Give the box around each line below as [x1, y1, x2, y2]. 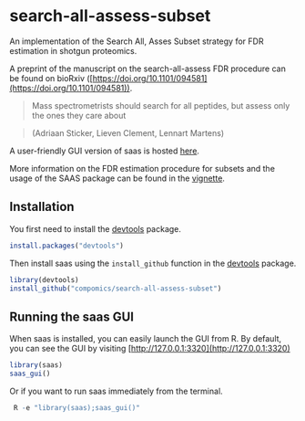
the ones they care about [31, 110, 127, 121]
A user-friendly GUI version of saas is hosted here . [9, 145, 200, 156]
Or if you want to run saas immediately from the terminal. [9, 385, 223, 396]
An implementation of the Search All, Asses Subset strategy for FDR [9, 36, 264, 47]
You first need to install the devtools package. [9, 223, 182, 234]
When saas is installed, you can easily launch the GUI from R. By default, [9, 333, 282, 344]
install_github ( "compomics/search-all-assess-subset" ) [9, 284, 222, 293]
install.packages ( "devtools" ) [9, 241, 125, 250]
